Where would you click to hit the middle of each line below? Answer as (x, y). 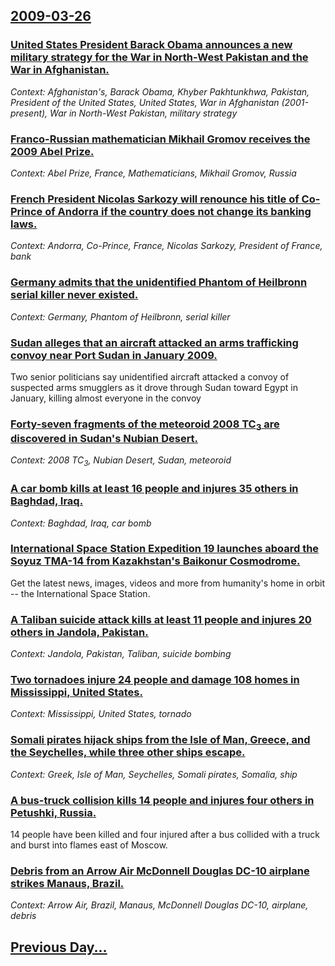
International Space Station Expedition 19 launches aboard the (165, 549)
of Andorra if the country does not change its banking (178, 211)
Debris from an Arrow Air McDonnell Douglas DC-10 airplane (160, 871)
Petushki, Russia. (53, 812)
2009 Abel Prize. (52, 151)
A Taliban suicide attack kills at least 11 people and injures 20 (161, 619)
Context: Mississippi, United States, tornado (101, 714)
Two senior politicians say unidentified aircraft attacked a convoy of (150, 376)
